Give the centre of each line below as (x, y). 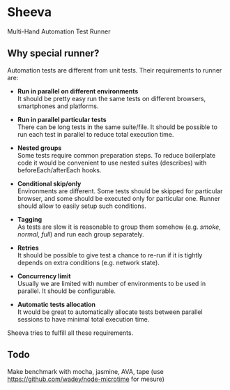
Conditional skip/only (49, 183)
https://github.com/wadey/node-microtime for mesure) (86, 379)
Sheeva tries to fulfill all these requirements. (70, 333)
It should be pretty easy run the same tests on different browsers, (112, 98)
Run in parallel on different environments (78, 91)
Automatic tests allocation (56, 304)
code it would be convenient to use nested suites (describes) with (112, 163)
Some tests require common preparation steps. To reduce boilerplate (116, 155)
